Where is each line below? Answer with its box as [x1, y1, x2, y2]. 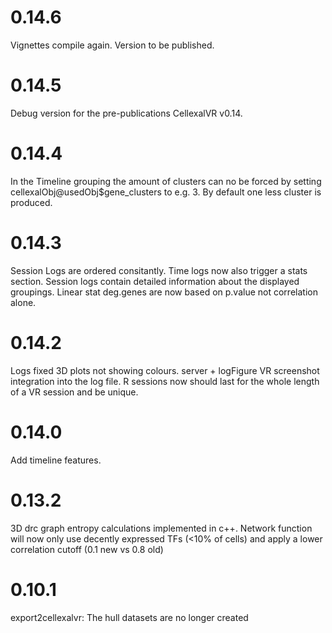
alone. [10, 296, 37, 308]
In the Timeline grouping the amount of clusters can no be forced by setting [10, 175, 322, 187]
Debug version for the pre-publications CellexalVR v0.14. [10, 107, 243, 119]
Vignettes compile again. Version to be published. [10, 39, 215, 51]
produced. [10, 196, 53, 208]
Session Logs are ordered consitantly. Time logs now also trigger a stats [10, 264, 308, 276]
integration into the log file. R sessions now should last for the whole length [10, 375, 320, 387]
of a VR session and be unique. [10, 386, 139, 398]
